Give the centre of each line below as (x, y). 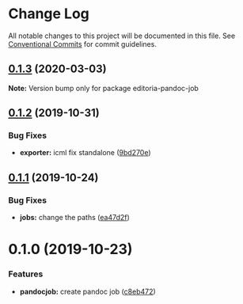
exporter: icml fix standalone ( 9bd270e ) (85, 153)
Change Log (49, 14)
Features (26, 274)
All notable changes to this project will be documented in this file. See (122, 36)
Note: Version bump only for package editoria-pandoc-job (104, 88)
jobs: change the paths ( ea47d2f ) (75, 218)
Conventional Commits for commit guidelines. (82, 44)
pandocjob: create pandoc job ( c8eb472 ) (87, 291)
